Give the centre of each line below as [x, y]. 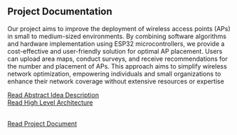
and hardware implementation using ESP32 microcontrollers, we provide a [116, 43]
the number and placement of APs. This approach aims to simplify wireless [117, 66]
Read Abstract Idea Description [53, 95]
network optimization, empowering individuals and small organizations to [114, 74]
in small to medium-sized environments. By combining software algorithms [117, 36]
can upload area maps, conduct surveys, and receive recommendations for [117, 59]
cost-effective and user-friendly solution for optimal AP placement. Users [115, 51]
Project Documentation [60, 12]
